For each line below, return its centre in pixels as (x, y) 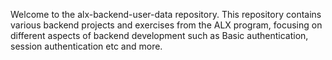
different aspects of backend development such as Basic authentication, (159, 35)
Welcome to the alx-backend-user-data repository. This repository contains (166, 14)
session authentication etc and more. (86, 46)
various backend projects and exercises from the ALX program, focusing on (166, 25)
